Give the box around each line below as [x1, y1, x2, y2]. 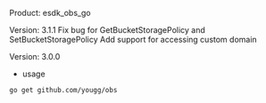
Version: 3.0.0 [9, 51, 61, 61]
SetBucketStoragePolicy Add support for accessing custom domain [9, 35, 257, 44]
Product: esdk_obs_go [9, 8, 91, 18]
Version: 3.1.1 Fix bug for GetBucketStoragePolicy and [9, 25, 205, 35]
